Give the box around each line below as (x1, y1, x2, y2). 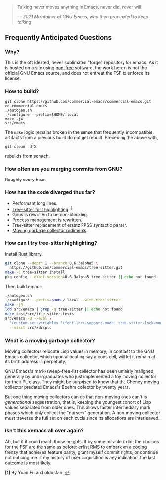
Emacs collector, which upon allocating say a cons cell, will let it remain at (5, 354, 156, 360)
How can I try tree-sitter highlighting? (5, 240, 97, 247)
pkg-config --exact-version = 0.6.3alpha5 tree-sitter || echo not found (5, 275, 156, 280)
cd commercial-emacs (5, 103, 48, 108)
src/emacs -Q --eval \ (5, 316, 52, 321)
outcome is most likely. (5, 460, 52, 466)
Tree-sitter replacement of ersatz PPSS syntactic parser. (12, 222, 127, 228)
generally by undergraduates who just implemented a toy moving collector (5, 374, 157, 380)
